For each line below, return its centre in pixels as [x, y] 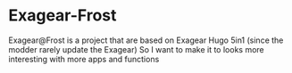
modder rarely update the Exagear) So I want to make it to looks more [136, 49]
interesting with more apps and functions [84, 59]
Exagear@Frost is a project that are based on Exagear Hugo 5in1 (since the [146, 40]
